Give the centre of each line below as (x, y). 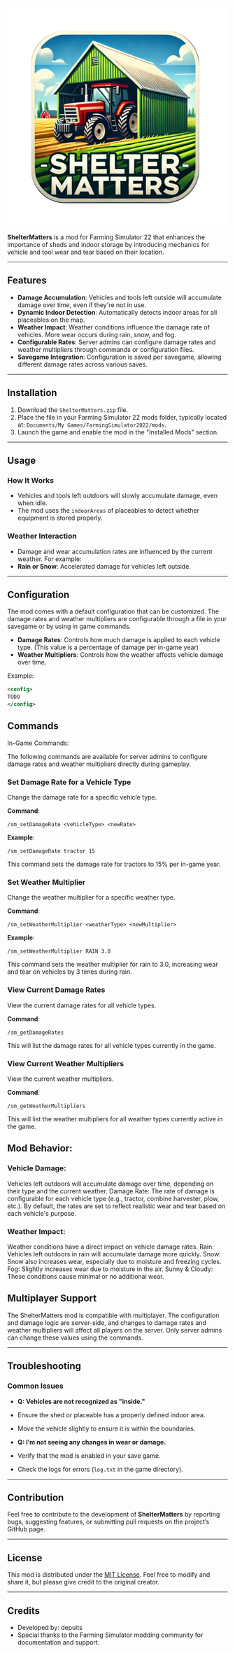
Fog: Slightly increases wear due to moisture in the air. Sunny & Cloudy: (110, 1269)
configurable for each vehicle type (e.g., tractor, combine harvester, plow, (113, 1198)
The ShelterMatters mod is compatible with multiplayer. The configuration (113, 1315)
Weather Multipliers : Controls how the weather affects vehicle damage (120, 655)
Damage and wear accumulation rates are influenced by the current (115, 551)
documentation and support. (58, 1642)
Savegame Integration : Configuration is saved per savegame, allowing (119, 357)
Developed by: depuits (50, 1627)
